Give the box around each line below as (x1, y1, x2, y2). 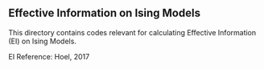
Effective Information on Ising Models (8, 6, 201, 20)
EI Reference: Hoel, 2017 (8, 51, 90, 61)
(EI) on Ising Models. (8, 36, 76, 46)
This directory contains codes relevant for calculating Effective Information (8, 27, 257, 37)
